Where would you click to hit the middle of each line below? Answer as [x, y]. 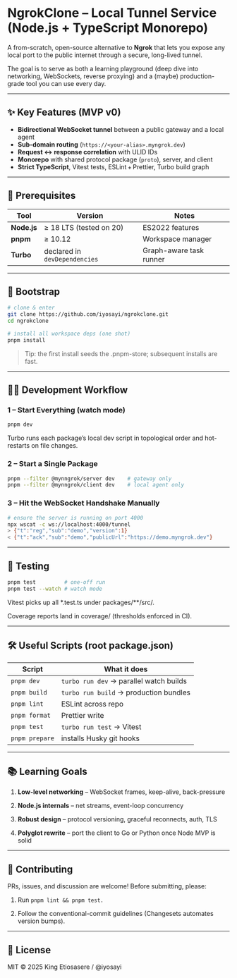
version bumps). [41, 921]
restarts [19, 446]
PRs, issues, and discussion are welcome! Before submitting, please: [107, 886]
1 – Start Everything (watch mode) [66, 410]
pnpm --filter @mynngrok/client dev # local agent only [96, 485]
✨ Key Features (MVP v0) [64, 112]
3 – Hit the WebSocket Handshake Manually [84, 503]
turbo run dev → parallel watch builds [124, 680]
